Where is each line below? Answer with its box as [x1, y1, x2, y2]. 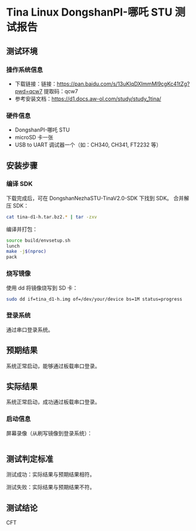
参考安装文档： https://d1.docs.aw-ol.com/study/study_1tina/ [14, 95, 161, 102]
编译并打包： [6, 225, 38, 233]
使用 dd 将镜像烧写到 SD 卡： [6, 284, 78, 291]
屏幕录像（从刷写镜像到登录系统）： [6, 429, 92, 437]
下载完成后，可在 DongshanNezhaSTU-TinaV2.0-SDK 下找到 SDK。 [6, 194, 173, 202]
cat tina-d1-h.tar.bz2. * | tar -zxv [6, 213, 97, 220]
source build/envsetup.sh [6, 237, 70, 243]
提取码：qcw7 [43, 87, 79, 94]
